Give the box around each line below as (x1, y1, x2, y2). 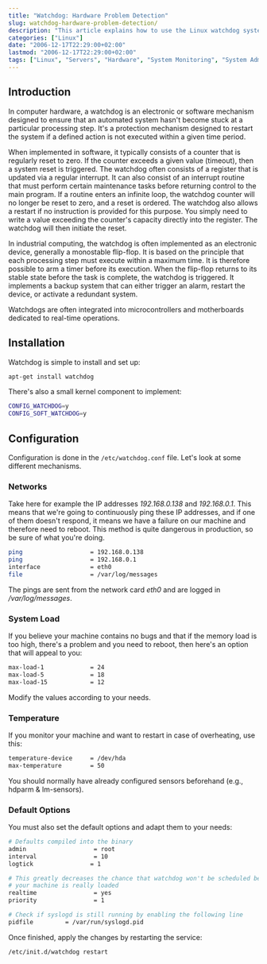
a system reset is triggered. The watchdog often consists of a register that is (8, 164, 258, 173)
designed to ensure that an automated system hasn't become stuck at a (8, 114, 244, 124)
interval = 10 (8, 852, 109, 861)
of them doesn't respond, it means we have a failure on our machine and (8, 516, 246, 525)
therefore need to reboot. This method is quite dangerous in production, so (8, 525, 253, 534)
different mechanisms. (8, 461, 82, 470)
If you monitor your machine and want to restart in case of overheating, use (8, 730, 256, 740)
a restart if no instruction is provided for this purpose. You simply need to (8, 206, 248, 215)
